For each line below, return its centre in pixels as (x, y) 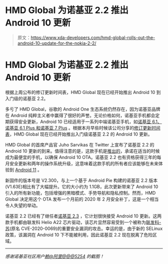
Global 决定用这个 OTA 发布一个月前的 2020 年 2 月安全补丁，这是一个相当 (82, 199)
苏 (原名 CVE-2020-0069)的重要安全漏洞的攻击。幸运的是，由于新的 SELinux (84, 228)
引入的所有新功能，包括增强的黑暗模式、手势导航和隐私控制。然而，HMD (80, 192)
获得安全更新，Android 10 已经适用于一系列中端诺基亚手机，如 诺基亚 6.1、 (85, 121)
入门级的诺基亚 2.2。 (27, 98)
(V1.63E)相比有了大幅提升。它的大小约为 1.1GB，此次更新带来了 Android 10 (82, 186)
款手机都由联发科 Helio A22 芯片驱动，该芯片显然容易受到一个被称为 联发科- (83, 222)
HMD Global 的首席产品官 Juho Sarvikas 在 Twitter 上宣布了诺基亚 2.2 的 (80, 144)
